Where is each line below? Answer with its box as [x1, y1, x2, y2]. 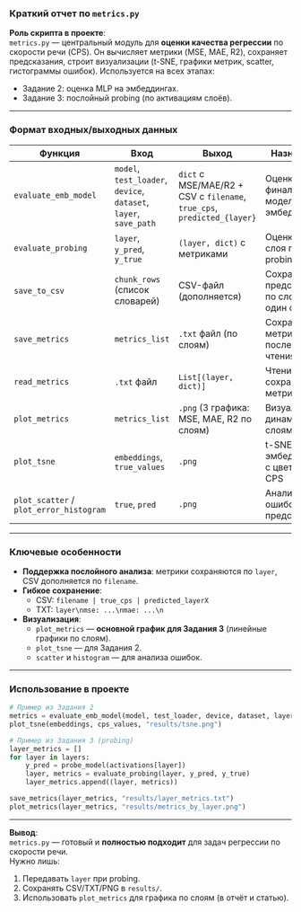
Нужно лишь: [9, 855, 60, 866]
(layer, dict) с [177, 236, 246, 249]
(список [114, 283, 150, 296]
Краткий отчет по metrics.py [9, 7, 140, 20]
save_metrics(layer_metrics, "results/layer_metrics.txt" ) [9, 794, 235, 803]
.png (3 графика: [177, 401, 250, 413]
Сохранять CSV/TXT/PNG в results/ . [21, 882, 163, 893]
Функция [39, 146, 81, 159]
